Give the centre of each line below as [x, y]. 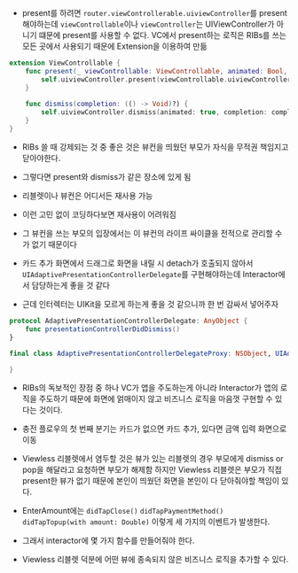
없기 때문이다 [54, 244]
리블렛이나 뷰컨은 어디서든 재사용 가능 [87, 195]
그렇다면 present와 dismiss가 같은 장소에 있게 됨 [106, 176]
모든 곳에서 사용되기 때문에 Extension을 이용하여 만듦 [114, 46]
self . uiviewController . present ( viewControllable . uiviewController [166, 79]
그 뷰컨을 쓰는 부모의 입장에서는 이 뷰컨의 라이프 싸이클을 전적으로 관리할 [147, 233]
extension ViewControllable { [65, 63]
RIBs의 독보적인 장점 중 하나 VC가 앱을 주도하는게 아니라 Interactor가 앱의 [150, 388]
